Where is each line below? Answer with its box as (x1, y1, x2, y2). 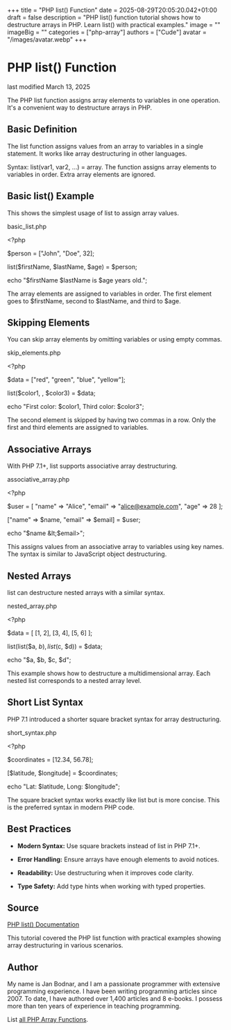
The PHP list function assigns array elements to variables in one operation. (7, 96, 221, 104)
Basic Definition (7, 124, 78, 135)
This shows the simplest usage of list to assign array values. (7, 208, 179, 217)
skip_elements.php (7, 348, 61, 357)
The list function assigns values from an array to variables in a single (7, 142, 203, 150)
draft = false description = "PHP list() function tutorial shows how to (7, 13, 201, 22)
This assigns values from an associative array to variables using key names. (7, 543, 224, 551)
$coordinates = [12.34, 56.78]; (7, 755, 94, 763)
